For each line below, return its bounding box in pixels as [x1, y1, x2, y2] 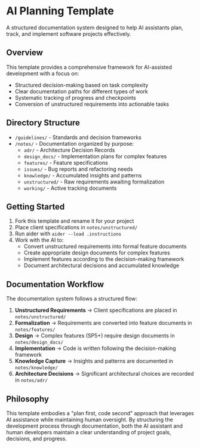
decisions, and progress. [6, 435, 67, 442]
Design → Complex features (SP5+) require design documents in [14, 332, 175, 339]
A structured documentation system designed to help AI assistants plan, [6, 24, 183, 31]
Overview [6, 48, 44, 58]
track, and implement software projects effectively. [6, 30, 131, 37]
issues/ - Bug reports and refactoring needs [23, 165, 133, 173]
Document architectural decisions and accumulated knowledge [23, 262, 180, 269]
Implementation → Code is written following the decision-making [14, 345, 176, 352]
